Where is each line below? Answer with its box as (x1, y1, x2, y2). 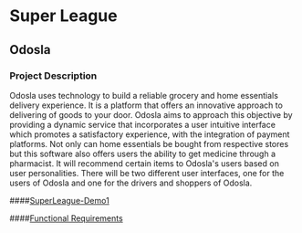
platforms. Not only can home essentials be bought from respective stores (9, 138, 289, 149)
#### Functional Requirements (9, 212, 123, 224)
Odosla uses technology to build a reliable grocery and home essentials (9, 90, 278, 101)
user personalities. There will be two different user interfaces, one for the (9, 167, 285, 178)
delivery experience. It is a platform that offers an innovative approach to (9, 100, 283, 111)
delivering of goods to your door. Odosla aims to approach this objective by (9, 109, 294, 120)
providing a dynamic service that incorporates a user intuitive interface (9, 119, 276, 130)
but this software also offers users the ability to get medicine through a (9, 148, 276, 159)
